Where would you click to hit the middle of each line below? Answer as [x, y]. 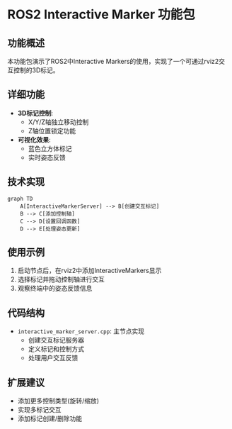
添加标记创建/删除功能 [50, 418]
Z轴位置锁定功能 [52, 130]
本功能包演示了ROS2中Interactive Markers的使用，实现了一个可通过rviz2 [113, 61]
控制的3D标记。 [36, 70]
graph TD [20, 199]
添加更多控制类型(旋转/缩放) [58, 401]
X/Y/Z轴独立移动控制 [58, 122]
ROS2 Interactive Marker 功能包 [101, 15]
